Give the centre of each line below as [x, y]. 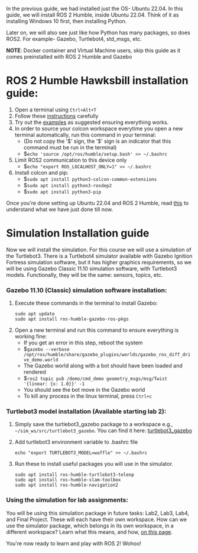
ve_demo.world [41, 360]
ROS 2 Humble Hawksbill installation [97, 81]
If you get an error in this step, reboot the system [83, 343]
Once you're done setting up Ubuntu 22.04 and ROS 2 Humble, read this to [98, 203]
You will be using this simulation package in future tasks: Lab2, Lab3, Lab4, [98, 513]
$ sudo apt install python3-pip [62, 191]
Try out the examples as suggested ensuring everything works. [92, 122]
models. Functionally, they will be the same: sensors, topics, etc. [85, 274]
